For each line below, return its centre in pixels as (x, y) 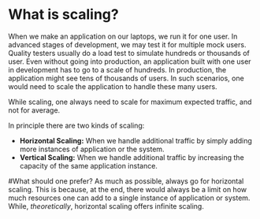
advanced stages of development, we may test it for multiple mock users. (127, 44)
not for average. (34, 110)
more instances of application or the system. (92, 149)
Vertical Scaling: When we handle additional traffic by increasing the (132, 157)
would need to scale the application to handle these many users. (113, 86)
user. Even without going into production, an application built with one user (130, 61)
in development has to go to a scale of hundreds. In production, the (117, 69)
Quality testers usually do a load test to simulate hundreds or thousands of (129, 53)
